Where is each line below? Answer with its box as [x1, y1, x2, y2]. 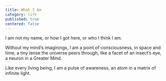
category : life [5, 12, 37, 17]
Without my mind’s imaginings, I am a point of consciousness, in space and [5, 44, 161, 50]
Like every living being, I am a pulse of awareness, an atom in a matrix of [5, 65, 156, 71]
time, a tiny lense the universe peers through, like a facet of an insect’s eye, [5, 50, 162, 56]
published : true [5, 16, 39, 21]
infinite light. [5, 70, 31, 76]
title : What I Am [5, 7, 42, 12]
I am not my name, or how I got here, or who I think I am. [5, 35, 122, 41]
